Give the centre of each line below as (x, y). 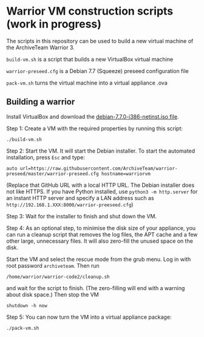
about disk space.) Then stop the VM (53, 294)
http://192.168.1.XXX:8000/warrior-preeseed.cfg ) (70, 204)
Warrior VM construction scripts (90, 11)
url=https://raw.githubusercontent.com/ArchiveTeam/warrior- (99, 168)
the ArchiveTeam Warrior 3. (40, 47)
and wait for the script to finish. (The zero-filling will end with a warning (96, 288)
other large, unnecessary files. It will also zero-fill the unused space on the (100, 241)
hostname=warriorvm (126, 174)
